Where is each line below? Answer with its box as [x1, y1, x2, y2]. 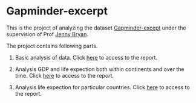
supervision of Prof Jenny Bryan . [6, 30, 89, 37]
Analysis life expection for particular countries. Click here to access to [15, 83, 191, 91]
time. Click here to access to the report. [15, 72, 114, 79]
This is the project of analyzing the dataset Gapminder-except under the [6, 24, 186, 31]
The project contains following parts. [6, 42, 98, 49]
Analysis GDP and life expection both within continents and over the [15, 65, 185, 73]
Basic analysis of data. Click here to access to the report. [15, 54, 158, 61]
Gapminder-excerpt [6, 4, 108, 18]
